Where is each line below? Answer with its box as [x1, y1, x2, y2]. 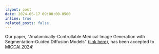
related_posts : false [5, 20, 49, 26]
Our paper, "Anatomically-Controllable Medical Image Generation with [5, 34, 145, 40]
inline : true [5, 16, 32, 21]
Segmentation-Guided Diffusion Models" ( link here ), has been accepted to [5, 39, 155, 45]
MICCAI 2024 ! [5, 44, 34, 50]
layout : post [5, 7, 32, 12]
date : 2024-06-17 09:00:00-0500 [5, 12, 71, 16]
